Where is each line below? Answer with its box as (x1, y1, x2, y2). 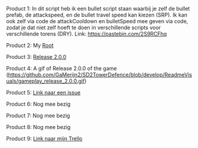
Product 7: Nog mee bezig (6, 112, 70, 119)
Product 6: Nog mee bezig (6, 100, 71, 108)
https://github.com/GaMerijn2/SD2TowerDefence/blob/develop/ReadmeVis (8, 71, 192, 78)
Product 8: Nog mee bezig (6, 124, 71, 130)
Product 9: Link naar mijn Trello (6, 135, 83, 142)
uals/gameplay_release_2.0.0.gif (6, 77, 85, 84)
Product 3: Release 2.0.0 (6, 53, 67, 60)
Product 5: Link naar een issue (6, 89, 81, 96)
